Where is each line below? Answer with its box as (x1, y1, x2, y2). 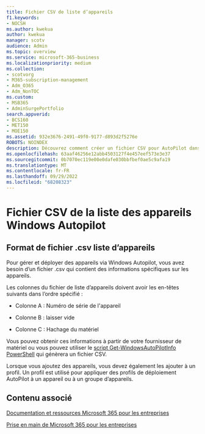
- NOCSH (6, 20, 26, 26)
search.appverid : (6, 111, 51, 117)
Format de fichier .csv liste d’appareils (6, 242, 156, 253)
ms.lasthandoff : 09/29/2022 (6, 173, 78, 180)
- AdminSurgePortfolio (6, 105, 64, 112)
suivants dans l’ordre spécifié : (6, 290, 84, 297)
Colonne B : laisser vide (15, 314, 75, 321)
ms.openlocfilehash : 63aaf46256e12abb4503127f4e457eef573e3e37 (6, 151, 171, 157)
